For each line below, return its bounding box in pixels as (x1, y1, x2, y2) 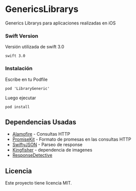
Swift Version (5, 32, 39, 39)
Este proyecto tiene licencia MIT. (5, 180, 72, 186)
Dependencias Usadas (5, 118, 76, 126)
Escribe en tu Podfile (5, 76, 48, 82)
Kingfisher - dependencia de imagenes (12, 147, 93, 153)
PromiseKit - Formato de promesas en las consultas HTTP (12, 136, 132, 143)
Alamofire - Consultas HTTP (12, 131, 70, 137)
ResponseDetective (12, 152, 53, 158)
